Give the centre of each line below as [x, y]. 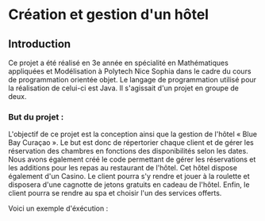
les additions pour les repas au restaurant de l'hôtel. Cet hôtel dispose [123, 168]
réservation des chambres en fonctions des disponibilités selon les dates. [128, 151]
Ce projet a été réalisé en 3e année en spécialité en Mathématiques [118, 63]
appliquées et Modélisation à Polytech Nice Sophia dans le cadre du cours [130, 71]
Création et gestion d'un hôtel [108, 15]
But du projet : [36, 116]
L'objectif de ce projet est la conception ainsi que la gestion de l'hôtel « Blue [133, 134]
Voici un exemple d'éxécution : [58, 208]
